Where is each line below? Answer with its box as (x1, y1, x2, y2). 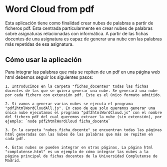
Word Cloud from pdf (5, 3, 94, 15)
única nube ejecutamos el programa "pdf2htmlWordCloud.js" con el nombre (5, 110, 162, 115)
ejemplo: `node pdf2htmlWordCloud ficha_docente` (5, 119, 111, 124)
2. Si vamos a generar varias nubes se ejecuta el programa (5, 101, 133, 106)
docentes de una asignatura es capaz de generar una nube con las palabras (5, 36, 162, 42)
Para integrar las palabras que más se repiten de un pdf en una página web (5, 69, 160, 75)
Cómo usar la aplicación (5, 56, 82, 64)
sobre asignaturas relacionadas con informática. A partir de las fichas (5, 30, 148, 36)
